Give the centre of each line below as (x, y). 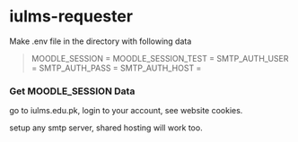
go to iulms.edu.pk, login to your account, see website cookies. (126, 111)
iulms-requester (71, 17)
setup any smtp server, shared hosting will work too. (106, 128)
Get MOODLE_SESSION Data (72, 91)
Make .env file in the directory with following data (101, 41)
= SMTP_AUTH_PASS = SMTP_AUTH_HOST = (116, 68)
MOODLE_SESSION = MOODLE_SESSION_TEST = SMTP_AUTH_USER (160, 58)
